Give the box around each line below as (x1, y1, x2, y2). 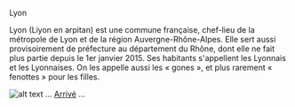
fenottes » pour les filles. (9, 72, 100, 82)
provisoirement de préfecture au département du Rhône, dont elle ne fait (9, 43, 275, 54)
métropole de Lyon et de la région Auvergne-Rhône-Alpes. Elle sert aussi (9, 34, 276, 44)
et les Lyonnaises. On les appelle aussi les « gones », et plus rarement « (9, 62, 273, 73)
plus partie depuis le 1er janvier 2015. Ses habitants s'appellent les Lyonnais (9, 53, 287, 63)
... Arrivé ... (44, 88, 86, 99)
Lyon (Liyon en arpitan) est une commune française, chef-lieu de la (9, 25, 255, 34)
